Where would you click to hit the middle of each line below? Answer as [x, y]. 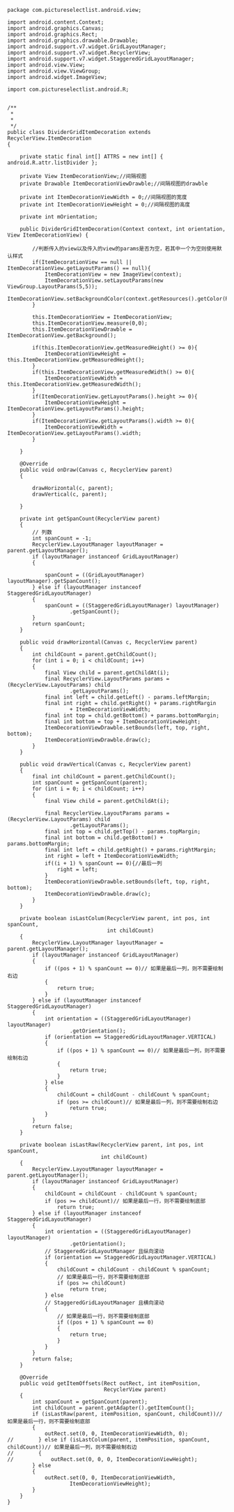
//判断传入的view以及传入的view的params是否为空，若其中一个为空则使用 [125, 249]
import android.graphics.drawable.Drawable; [73, 40]
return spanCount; [59, 624]
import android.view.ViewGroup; [54, 71]
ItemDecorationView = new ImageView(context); [113, 274]
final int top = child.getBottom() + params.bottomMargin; [132, 716]
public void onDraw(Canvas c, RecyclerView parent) [96, 470]
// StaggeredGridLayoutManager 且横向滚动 [104, 1303]
